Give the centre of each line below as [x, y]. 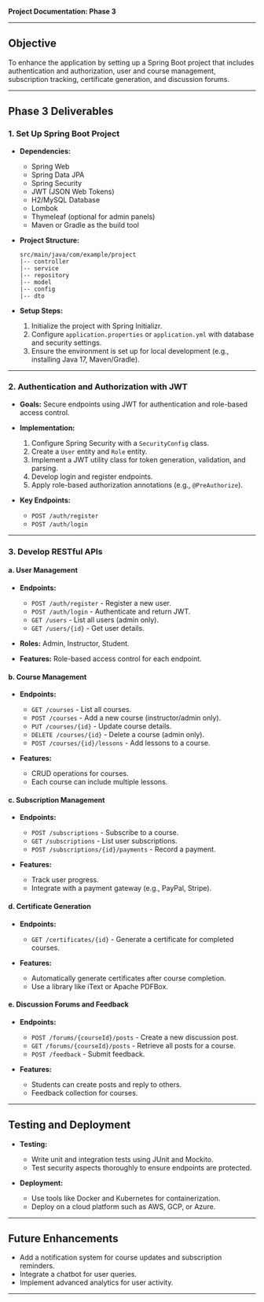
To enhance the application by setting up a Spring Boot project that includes [131, 62]
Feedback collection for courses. [84, 1092]
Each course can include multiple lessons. [99, 782]
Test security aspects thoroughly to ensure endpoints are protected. [141, 1167]
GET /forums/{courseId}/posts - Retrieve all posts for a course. [133, 1045]
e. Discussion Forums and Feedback [69, 1004]
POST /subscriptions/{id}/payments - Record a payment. [123, 849]
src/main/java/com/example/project [78, 254]
